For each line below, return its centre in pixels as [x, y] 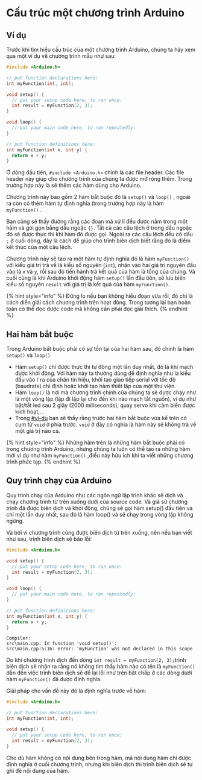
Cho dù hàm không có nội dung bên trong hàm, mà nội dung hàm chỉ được [99, 758]
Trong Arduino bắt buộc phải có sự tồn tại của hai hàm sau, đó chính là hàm [100, 349]
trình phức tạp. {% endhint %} [44, 462]
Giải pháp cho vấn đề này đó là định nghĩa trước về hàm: [76, 691]
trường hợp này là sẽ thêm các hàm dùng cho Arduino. [74, 185]
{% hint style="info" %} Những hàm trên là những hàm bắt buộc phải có [96, 442]
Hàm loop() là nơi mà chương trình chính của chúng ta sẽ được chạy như [106, 392]
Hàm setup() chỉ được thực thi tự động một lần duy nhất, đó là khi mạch [104, 367]
